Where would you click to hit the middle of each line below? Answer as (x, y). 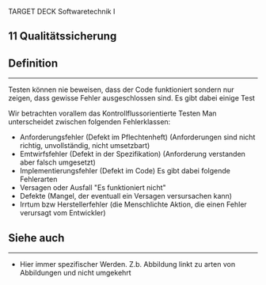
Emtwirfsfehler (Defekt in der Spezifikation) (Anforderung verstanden (132, 154)
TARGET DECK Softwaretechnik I (62, 11)
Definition (33, 63)
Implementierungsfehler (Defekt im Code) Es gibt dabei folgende (125, 171)
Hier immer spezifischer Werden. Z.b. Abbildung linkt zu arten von (127, 264)
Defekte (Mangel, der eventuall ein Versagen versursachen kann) (125, 196)
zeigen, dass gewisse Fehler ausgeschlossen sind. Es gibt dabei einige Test (132, 98)
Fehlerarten (38, 179)
